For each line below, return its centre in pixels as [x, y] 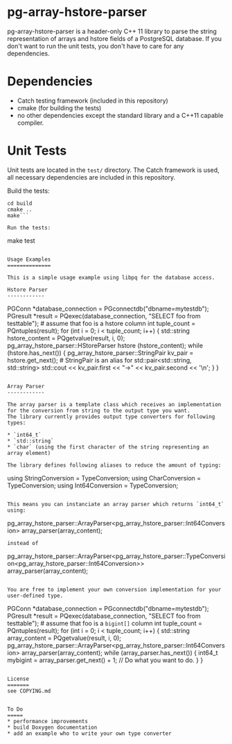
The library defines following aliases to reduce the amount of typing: [114, 465]
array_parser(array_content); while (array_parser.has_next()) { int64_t [120, 652]
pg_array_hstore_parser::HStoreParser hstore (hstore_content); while [105, 345]
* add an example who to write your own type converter [89, 733]
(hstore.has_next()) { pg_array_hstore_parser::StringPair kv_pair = [100, 353]
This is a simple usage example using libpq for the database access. [111, 277]
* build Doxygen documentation [52, 727]
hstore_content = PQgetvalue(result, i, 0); [66, 338]
